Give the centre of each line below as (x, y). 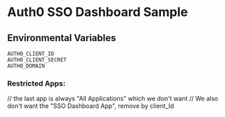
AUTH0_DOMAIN (26, 66)
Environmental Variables (62, 38)
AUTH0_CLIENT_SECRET (37, 60)
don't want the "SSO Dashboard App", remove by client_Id (91, 106)
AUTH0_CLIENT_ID (31, 54)
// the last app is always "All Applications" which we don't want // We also (113, 99)
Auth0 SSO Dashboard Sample (98, 12)
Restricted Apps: (37, 83)
